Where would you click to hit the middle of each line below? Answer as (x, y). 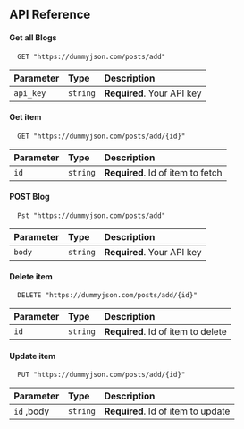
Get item (25, 117)
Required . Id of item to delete (166, 332)
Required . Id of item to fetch (163, 172)
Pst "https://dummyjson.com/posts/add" (92, 216)
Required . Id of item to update (167, 411)
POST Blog (30, 197)
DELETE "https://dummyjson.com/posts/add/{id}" (108, 296)
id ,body (32, 411)
